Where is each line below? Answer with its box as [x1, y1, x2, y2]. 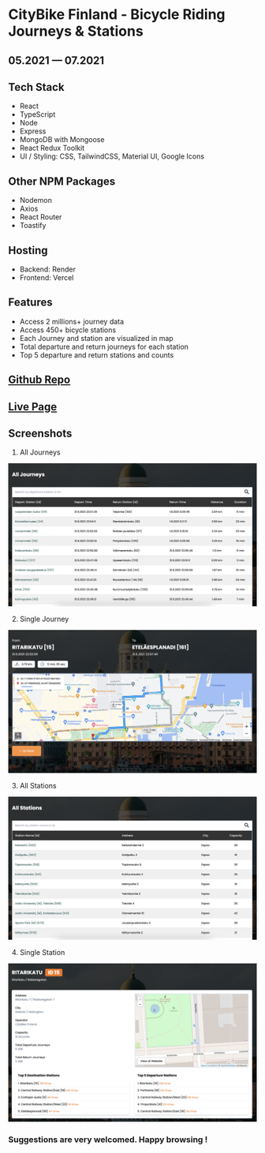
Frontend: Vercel [19, 273, 74, 283]
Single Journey [19, 614, 69, 624]
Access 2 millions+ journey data [19, 316, 125, 326]
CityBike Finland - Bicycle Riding [8, 6, 226, 24]
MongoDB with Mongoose [19, 135, 105, 144]
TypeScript [19, 110, 56, 119]
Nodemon [19, 196, 53, 205]
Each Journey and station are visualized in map [19, 333, 174, 343]
